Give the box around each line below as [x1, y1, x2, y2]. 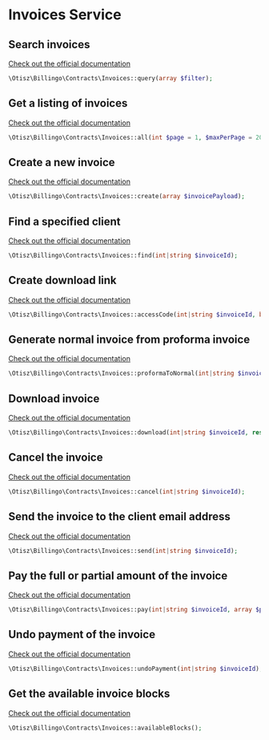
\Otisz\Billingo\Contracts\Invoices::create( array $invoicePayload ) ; [8, 193, 246, 201]
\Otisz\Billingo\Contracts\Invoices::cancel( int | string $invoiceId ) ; [8, 487, 246, 495]
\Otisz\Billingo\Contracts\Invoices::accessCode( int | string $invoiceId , [8, 311, 256, 319]
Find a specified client [8, 214, 121, 228]
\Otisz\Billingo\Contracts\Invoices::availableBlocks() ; [8, 724, 203, 732]
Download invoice [8, 392, 100, 405]
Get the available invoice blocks [8, 687, 171, 701]
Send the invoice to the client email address [8, 510, 231, 523]
